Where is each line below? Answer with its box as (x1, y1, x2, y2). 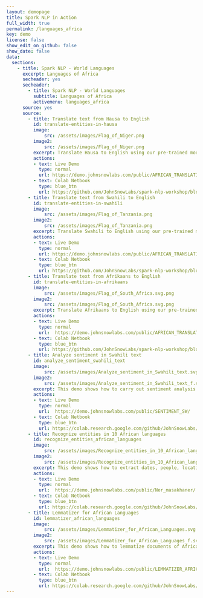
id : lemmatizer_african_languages (33, 515, 120, 521)
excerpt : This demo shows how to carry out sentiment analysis (33, 386, 196, 392)
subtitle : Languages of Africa (33, 93, 112, 99)
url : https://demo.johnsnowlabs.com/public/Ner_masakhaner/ (38, 487, 196, 493)
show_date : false (6, 48, 50, 54)
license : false (6, 37, 45, 43)
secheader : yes (22, 76, 61, 82)
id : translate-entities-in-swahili (33, 200, 123, 206)
